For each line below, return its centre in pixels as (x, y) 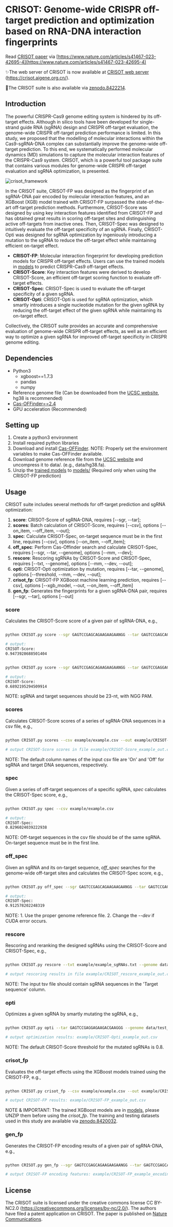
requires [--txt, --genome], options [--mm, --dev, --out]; (73, 564)
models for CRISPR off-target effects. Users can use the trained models (89, 261)
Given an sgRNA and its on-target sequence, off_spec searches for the (80, 867)
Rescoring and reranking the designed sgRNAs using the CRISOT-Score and (86, 945)
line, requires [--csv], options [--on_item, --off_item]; (69, 542)
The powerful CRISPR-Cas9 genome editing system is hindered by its (79, 116)
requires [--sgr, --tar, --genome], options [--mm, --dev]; (73, 553)
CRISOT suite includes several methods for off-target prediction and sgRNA (85, 504)
